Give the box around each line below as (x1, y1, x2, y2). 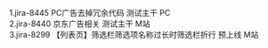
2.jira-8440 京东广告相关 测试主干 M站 (9, 18, 150, 29)
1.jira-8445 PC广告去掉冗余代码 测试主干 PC (9, 8, 171, 17)
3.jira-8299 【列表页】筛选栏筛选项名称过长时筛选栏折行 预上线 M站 (9, 30, 259, 39)
